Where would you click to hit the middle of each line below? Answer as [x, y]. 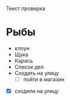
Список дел [29, 67]
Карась [24, 60]
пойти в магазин [44, 79]
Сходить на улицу [37, 73]
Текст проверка [26, 8]
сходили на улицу [36, 91]
